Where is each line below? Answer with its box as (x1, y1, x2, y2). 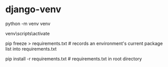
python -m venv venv (5, 20, 50, 27)
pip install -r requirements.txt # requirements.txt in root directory (5, 55, 142, 62)
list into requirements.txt (5, 46, 57, 52)
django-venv (5, 4, 62, 15)
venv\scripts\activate (5, 30, 50, 36)
